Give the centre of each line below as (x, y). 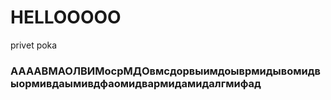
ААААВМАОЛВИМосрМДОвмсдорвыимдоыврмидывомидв (165, 71)
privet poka (34, 45)
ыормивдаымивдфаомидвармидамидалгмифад (136, 83)
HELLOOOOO (66, 17)
